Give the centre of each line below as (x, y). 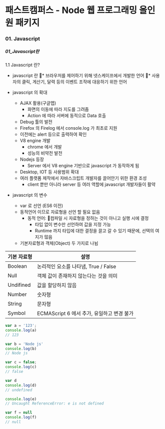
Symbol (17, 313)
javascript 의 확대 (30, 93)
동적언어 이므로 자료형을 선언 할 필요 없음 (60, 212)
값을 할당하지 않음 (57, 285)
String (15, 304)
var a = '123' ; (21, 326)
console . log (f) (21, 417)
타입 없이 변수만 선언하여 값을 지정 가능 (73, 225)
